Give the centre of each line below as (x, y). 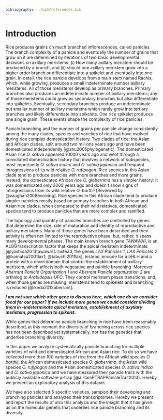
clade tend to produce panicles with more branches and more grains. (74, 175)
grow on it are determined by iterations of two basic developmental (72, 57)
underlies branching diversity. (35, 337)
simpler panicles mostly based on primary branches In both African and (77, 201)
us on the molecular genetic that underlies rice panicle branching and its (78, 407)
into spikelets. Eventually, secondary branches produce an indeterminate (78, 104)
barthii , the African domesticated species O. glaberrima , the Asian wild (76, 362)
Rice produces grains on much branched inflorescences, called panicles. (78, 47)
